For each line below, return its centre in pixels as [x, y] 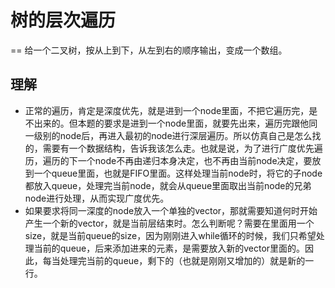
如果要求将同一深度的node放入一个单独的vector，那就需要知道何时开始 [171, 210]
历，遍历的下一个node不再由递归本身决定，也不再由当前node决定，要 [168, 160]
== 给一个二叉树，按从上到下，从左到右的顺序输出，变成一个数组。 [149, 50]
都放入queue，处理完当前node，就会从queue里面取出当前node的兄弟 [168, 185]
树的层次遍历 [63, 20]
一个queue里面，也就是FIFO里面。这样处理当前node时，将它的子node [178, 173]
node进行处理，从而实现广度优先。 [97, 198]
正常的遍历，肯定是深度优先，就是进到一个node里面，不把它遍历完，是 [171, 110]
